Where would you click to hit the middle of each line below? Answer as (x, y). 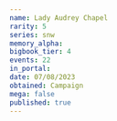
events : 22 (30, 60)
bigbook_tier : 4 (40, 52)
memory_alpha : (37, 43)
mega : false (32, 94)
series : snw (32, 35)
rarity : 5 (28, 26)
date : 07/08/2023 (43, 77)
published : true (40, 102)
